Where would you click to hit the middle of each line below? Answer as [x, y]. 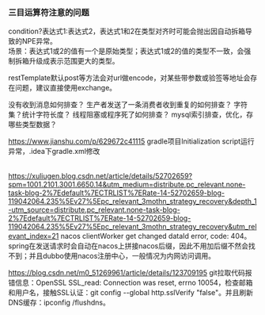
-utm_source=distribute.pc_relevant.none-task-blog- [94, 210]
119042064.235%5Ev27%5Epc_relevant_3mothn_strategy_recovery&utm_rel [132, 227]
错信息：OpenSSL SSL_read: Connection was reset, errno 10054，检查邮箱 [131, 282]
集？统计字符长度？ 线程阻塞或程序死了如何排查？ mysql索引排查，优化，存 [131, 115]
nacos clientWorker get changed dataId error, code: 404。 [156, 236]
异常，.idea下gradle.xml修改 [54, 152]
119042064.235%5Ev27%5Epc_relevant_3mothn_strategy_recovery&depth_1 [132, 202]
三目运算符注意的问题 [49, 12]
